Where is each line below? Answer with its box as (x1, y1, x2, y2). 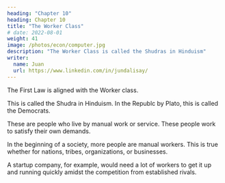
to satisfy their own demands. (7, 127, 91, 135)
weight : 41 (7, 36, 38, 42)
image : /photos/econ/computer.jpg (7, 42, 106, 48)
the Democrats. (7, 107, 51, 115)
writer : (7, 55, 29, 61)
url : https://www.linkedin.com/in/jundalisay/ (13, 67, 148, 74)
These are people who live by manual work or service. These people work (7, 119, 216, 128)
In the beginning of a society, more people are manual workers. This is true (7, 140, 219, 148)
